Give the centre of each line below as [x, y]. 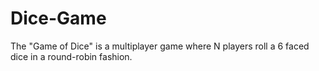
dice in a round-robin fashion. [71, 56]
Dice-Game [58, 18]
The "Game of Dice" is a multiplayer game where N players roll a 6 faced [160, 46]
